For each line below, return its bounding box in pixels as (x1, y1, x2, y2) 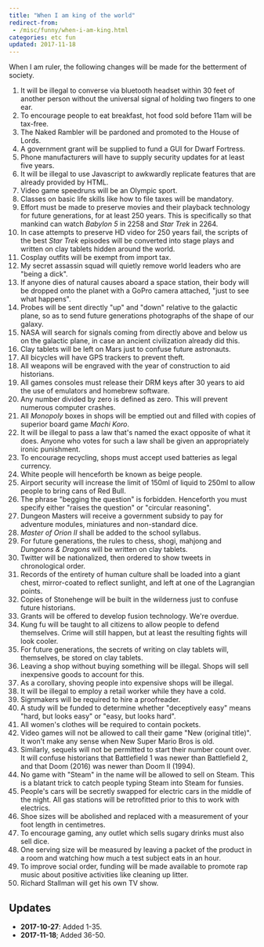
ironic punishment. (20, 444, 81, 454)
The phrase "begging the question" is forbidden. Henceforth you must (20, 495, 248, 504)
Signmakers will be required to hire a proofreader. (20, 695, 181, 704)
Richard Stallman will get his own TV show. (20, 879, 159, 888)
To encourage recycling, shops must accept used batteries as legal (20, 453, 237, 463)
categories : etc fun (9, 33, 77, 42)
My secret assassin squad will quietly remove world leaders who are (20, 261, 241, 271)
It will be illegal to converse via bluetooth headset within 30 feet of (20, 86, 235, 95)
